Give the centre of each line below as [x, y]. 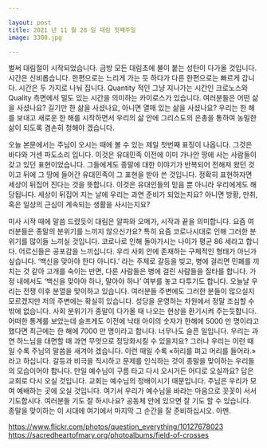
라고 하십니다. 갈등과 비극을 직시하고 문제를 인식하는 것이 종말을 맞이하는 [121, 361]
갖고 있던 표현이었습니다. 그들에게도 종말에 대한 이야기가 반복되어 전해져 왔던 [128, 165]
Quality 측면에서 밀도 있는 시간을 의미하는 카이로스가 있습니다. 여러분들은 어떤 [130, 98]
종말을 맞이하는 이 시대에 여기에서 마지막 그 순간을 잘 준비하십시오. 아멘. [120, 411]
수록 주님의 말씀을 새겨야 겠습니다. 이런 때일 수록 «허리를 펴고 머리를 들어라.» [136, 351]
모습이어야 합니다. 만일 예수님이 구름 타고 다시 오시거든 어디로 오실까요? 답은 [135, 371]
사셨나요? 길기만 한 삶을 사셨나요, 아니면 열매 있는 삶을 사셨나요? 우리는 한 [132, 108]
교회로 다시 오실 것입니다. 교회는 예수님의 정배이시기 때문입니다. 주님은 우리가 [128, 381]
